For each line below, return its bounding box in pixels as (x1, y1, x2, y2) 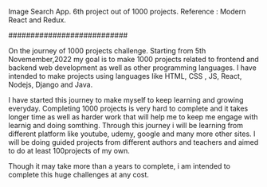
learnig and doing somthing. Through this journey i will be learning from (8, 121, 244, 130)
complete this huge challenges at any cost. (8, 170, 150, 179)
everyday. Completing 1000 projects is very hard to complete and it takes (8, 103, 249, 113)
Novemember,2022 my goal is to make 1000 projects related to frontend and (8, 55, 259, 64)
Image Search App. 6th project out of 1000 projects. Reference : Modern (8, 7, 246, 16)
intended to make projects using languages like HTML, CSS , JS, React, (8, 72, 242, 80)
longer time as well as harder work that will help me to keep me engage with (8, 112, 258, 122)
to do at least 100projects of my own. (8, 146, 130, 155)
